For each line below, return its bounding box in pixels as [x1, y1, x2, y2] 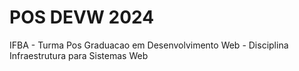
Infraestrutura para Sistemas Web [9, 49, 149, 61]
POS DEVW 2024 [9, 6, 155, 29]
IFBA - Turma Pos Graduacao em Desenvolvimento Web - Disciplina [9, 39, 289, 51]
